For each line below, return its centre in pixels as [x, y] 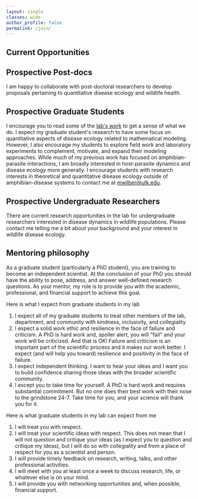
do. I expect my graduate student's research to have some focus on [89, 132]
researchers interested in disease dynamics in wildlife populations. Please [96, 222]
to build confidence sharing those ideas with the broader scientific [95, 372]
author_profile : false [34, 23]
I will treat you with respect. [48, 427]
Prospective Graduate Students [65, 111]
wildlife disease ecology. [36, 234]
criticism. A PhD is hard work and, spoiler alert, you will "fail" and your [100, 334]
